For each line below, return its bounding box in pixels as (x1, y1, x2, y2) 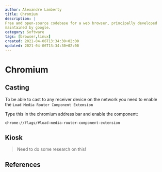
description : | (5, 16, 36, 21)
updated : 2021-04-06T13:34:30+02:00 (5, 43, 79, 48)
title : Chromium (5, 12, 38, 17)
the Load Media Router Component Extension (5, 102, 93, 107)
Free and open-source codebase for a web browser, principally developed (5, 20, 158, 26)
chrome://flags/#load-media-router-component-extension (5, 120, 120, 125)
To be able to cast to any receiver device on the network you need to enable (5, 96, 158, 102)
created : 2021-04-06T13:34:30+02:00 (5, 39, 79, 44)
